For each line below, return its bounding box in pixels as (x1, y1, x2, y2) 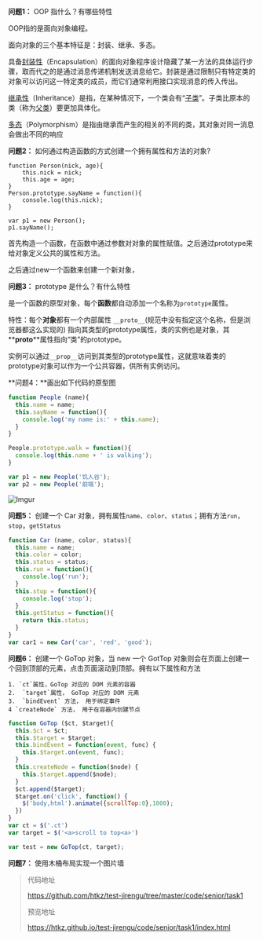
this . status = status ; (15, 558, 89, 566)
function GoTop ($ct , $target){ (8, 719, 114, 727)
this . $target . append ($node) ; (22, 770, 118, 778)
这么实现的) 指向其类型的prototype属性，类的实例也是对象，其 (28, 325, 230, 334)
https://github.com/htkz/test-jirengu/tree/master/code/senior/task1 (27, 891, 243, 900)
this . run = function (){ (15, 565, 93, 573)
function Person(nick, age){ (8, 162, 104, 170)
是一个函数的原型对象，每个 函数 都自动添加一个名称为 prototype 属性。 (8, 298, 233, 308)
